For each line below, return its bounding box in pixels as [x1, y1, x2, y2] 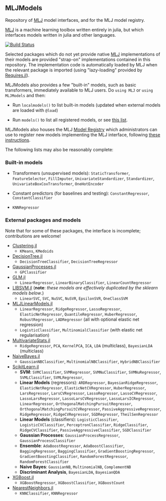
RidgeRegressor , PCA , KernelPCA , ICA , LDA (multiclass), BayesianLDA [19, 343, 153, 349]
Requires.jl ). [5, 72, 30, 78]
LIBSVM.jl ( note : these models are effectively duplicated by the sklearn [12, 285, 158, 291]
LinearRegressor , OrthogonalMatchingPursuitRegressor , [19, 401, 133, 407]
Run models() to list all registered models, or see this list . [12, 116, 128, 123]
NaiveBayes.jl [12, 353, 41, 359]
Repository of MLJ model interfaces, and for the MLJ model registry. [5, 17, 145, 23]
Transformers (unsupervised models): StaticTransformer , [12, 170, 130, 176]
